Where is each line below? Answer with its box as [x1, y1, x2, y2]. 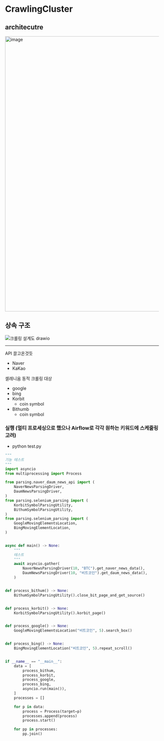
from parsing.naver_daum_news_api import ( [5, 480, 95, 485]
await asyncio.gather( [14, 562, 60, 566]
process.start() [22, 718, 56, 723]
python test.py [12, 443, 41, 449]
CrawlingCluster [5, 3, 73, 15]
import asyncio [5, 466, 36, 471]
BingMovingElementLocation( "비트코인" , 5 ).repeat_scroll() [14, 646, 133, 651]
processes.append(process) [22, 714, 78, 718]
